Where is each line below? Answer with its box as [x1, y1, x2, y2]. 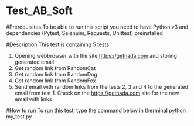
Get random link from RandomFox [14, 77, 96, 84]
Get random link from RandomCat [14, 64, 96, 71]
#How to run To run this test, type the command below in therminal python [6, 107, 186, 114]
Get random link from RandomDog [14, 71, 98, 78]
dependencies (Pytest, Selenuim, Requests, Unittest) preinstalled [6, 29, 163, 36]
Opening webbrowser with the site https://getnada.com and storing [14, 52, 178, 59]
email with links [14, 95, 52, 103]
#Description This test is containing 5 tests [6, 41, 110, 48]
